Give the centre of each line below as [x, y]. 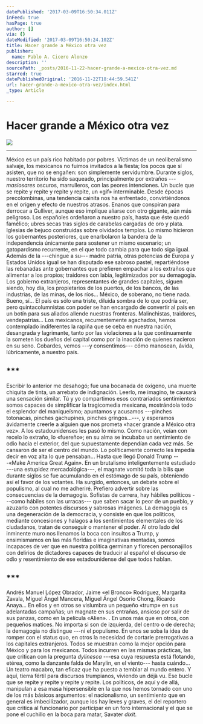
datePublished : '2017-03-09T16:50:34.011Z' [62, 12]
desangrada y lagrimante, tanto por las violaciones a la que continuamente [99, 332]
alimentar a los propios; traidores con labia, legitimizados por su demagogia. [101, 275]
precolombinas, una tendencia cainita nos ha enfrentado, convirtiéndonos [98, 198]
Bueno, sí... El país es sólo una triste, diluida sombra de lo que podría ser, [97, 300]
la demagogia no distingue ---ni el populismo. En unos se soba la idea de [97, 631]
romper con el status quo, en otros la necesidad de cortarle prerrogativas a [100, 638]
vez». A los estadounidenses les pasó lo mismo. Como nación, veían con [97, 430]
